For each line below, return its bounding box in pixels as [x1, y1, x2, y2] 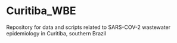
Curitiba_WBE [6, 4, 76, 18]
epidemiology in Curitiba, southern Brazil [6, 29, 107, 37]
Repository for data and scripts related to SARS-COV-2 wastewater [6, 24, 171, 31]
